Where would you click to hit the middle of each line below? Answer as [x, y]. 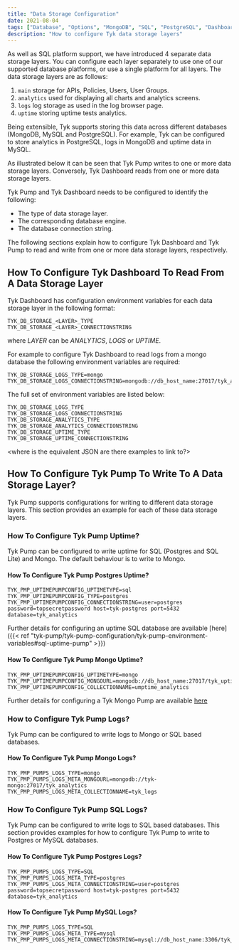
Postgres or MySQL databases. [53, 840]
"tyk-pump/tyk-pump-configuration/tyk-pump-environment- [119, 636]
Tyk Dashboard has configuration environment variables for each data [110, 301]
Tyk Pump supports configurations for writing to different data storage [110, 502]
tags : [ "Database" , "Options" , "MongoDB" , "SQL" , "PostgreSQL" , [105, 27]
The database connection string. [65, 229]
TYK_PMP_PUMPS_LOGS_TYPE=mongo [54, 773]
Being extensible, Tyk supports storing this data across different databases [117, 127]
